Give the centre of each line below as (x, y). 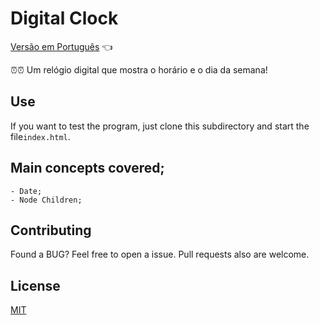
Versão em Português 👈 (61, 46)
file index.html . (40, 136)
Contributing (51, 230)
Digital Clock (64, 18)
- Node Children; (46, 200)
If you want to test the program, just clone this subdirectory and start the (160, 126)
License (35, 285)
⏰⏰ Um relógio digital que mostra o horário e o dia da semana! (139, 69)
